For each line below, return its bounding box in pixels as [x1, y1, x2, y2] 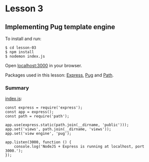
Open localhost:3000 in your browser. [5, 63, 82, 68]
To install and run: [5, 36, 42, 41]
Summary [5, 84, 30, 91]
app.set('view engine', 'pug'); [5, 131, 72, 136]
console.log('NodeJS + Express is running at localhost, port [14, 144, 145, 149]
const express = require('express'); [5, 105, 83, 110]
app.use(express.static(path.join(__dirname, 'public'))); [5, 122, 129, 127]
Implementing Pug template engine [5, 23, 115, 31]
